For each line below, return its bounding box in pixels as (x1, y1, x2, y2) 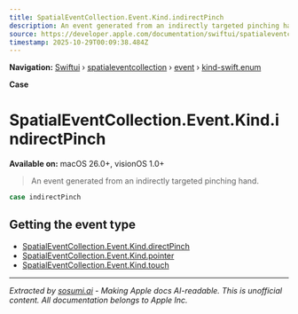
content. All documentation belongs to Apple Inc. (9, 294, 188, 305)
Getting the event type (9, 217, 136, 232)
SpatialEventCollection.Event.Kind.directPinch (21, 240, 191, 251)
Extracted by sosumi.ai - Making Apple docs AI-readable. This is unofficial (9, 285, 282, 295)
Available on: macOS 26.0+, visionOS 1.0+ (9, 159, 165, 169)
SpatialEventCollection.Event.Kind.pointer (21, 250, 175, 261)
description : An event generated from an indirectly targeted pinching (9, 21, 279, 30)
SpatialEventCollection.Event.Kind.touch (21, 259, 170, 271)
